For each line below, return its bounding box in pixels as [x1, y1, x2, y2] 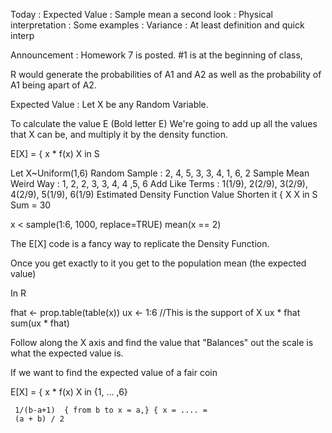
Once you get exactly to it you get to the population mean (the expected [10, 257, 307, 269]
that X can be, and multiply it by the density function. [10, 129, 229, 140]
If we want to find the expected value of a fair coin [10, 367, 218, 378]
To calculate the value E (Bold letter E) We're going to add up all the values [10, 118, 318, 129]
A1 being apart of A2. [10, 79, 97, 91]
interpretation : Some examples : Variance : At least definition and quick [10, 19, 305, 31]
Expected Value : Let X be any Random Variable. [10, 99, 209, 110]
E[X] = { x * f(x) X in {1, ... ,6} [10, 386, 128, 398]
